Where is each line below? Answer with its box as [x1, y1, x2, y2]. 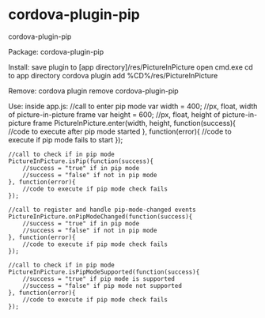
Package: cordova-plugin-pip [8, 47, 104, 56]
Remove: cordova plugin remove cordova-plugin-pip [8, 85, 180, 96]
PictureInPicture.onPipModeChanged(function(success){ [8, 212, 193, 221]
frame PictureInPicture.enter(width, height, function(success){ [32, 118, 236, 127]
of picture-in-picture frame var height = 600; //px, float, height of [8, 109, 221, 119]
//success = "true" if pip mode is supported [22, 274, 176, 282]
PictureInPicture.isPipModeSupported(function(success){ [8, 267, 200, 276]
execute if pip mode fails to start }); [8, 134, 123, 144]
